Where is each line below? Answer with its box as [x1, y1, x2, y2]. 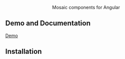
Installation [5, 47, 42, 56]
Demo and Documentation [5, 19, 91, 27]
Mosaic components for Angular [52, 5, 120, 10]
